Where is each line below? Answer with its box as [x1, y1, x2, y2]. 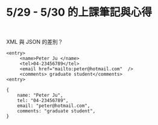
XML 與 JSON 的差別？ [6, 38, 63, 45]
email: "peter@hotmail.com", [17, 103, 90, 109]
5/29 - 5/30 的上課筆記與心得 [6, 5, 153, 19]
